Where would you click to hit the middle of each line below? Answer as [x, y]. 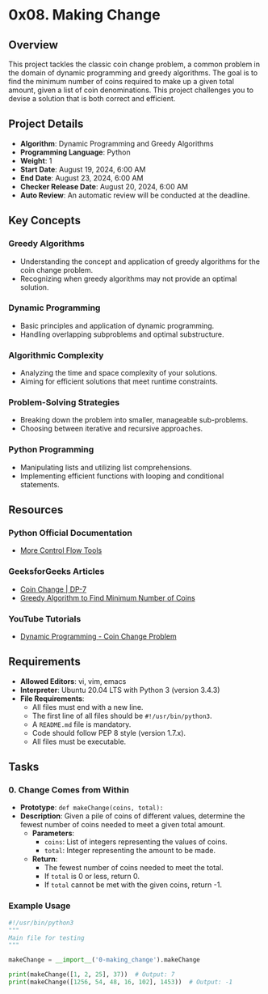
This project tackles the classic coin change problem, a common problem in [134, 64]
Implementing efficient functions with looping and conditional [122, 476]
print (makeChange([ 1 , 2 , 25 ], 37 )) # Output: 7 [92, 975]
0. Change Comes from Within [69, 790]
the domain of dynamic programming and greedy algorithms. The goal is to [133, 73]
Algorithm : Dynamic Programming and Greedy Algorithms [117, 143]
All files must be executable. [79, 741]
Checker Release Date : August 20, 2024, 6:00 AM [104, 186]
